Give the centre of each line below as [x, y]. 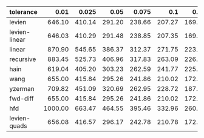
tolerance [23, 12]
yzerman [22, 89]
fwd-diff [22, 98]
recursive [23, 59]
